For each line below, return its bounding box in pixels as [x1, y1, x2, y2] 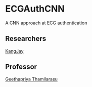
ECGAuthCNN [5, 3, 65, 15]
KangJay [5, 48, 24, 54]
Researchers [5, 34, 47, 43]
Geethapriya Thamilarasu [5, 76, 58, 82]
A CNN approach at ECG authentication [5, 20, 87, 26]
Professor [5, 63, 37, 71]
